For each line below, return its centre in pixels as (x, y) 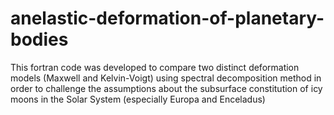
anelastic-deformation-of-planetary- (167, 18)
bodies (39, 39)
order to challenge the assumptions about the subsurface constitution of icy (166, 88)
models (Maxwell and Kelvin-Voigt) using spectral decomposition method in (166, 78)
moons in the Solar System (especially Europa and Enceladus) (138, 99)
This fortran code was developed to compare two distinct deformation (155, 67)
